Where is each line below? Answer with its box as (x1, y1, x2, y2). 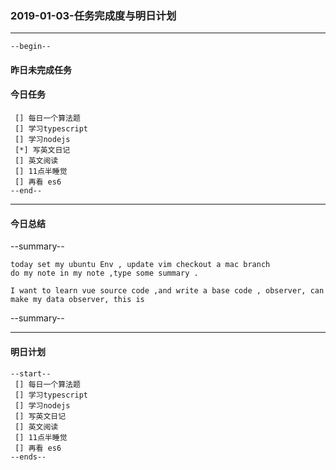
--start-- (10, 368, 52, 379)
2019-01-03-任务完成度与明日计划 (10, 8, 177, 22)
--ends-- (10, 452, 47, 462)
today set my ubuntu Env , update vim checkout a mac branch (10, 260, 271, 270)
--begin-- (10, 42, 52, 52)
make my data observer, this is (10, 295, 145, 305)
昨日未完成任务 (10, 63, 72, 76)
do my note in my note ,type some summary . (10, 268, 199, 279)
